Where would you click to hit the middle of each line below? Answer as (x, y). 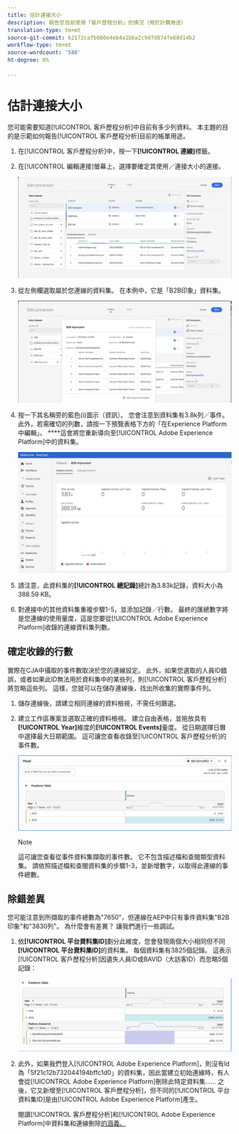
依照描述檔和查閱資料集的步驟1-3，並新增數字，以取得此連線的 (130, 866)
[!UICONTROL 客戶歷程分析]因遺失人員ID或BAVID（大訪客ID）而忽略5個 (123, 959)
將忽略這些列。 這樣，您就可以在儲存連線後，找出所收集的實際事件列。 (111, 688)
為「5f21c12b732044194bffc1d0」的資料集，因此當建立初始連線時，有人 (123, 1072)
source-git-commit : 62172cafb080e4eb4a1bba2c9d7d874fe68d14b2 (101, 38)
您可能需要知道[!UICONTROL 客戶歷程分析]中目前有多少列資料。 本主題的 (115, 127)
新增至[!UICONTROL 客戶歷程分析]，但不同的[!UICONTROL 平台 (136, 1090)
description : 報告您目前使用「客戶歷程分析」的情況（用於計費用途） (97, 22)
